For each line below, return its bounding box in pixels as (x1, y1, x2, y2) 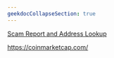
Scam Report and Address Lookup (7, 29, 107, 38)
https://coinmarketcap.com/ (7, 43, 89, 51)
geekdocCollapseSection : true (7, 10, 96, 17)
